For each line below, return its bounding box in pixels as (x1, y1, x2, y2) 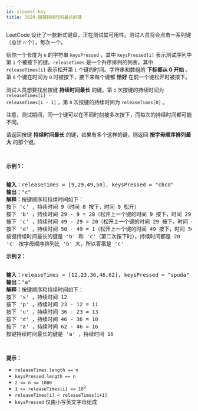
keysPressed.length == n (14, 374, 76, 380)
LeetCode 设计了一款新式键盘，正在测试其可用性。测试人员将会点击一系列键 (6, 31, 192, 38)
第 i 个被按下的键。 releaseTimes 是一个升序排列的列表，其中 (6, 59, 153, 66)
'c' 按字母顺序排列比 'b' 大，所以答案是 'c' (6, 241, 124, 247)
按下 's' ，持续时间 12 (6, 294, 68, 300)
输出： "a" (6, 279, 31, 286)
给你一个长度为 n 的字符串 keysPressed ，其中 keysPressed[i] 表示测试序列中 (6, 51, 192, 58)
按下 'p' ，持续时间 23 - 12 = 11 (6, 301, 98, 308)
